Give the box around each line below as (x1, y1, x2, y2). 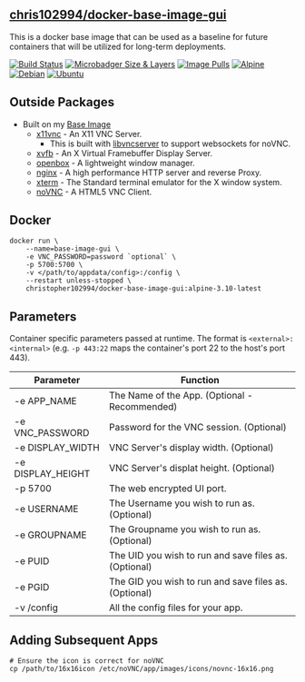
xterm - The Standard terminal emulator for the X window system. (35, 176, 283, 187)
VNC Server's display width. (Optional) (108, 441, 274, 454)
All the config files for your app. (108, 601, 243, 614)
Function (180, 374, 220, 387)
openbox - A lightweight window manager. (35, 157, 195, 168)
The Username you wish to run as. (108, 497, 256, 509)
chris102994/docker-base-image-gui (9, 7, 227, 23)
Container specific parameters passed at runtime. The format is (9, 333, 247, 344)
